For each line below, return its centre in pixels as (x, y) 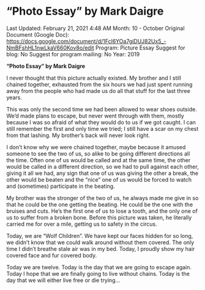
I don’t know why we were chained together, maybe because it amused (96, 147)
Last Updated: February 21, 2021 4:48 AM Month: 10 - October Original (95, 28)
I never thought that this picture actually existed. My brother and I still (94, 78)
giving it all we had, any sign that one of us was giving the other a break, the (102, 173)
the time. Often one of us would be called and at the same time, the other (99, 160)
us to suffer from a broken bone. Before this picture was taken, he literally (99, 217)
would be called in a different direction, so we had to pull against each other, (102, 166)
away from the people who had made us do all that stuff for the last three (99, 91)
